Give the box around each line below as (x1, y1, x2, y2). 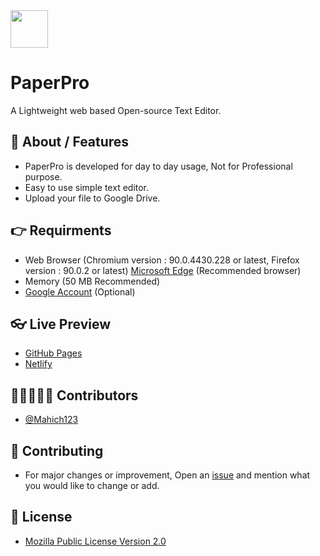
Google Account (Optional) (24, 285, 136, 298)
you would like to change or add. (24, 480, 160, 491)
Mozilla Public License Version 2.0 (24, 535, 167, 547)
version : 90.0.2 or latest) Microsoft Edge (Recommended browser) (24, 264, 302, 276)
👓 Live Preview (10, 315, 111, 333)
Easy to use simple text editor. (24, 181, 150, 193)
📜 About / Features (10, 134, 130, 151)
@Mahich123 (24, 414, 79, 426)
